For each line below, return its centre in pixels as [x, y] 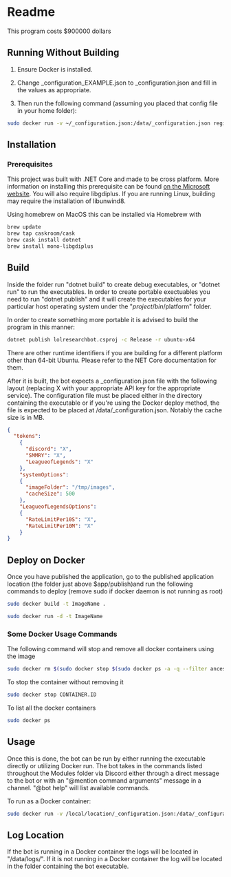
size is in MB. [26, 417]
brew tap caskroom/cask [41, 234]
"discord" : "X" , [48, 449]
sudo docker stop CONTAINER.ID [52, 695]
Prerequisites [30, 164]
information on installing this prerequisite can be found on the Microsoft [109, 187]
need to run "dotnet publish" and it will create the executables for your [107, 299]
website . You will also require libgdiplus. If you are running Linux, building [111, 194]
